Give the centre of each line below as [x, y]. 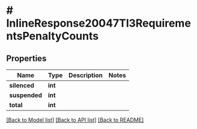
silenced [22, 85]
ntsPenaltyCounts [53, 36]
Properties [26, 58]
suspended [26, 95]
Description [86, 75]
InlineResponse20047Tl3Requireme [98, 23]
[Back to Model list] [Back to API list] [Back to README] [75, 120]
